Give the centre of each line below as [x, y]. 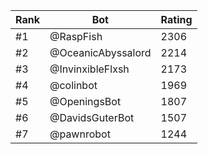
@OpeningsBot [85, 101]
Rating [176, 19]
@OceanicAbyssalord [100, 52]
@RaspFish [76, 36]
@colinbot [73, 85]
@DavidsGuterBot [92, 117]
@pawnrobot [80, 134]
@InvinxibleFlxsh [89, 69]
